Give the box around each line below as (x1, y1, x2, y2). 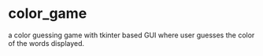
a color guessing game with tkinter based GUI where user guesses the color (8, 30, 255, 40)
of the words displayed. (8, 38, 85, 47)
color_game (8, 5, 87, 23)
